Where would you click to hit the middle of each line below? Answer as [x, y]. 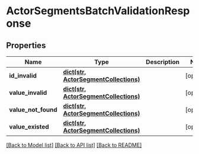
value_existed [29, 127]
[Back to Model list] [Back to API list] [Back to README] [74, 145]
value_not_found [33, 110]
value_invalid [28, 93]
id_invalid [23, 76]
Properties [26, 45]
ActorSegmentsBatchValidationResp [98, 11]
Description [163, 62]
